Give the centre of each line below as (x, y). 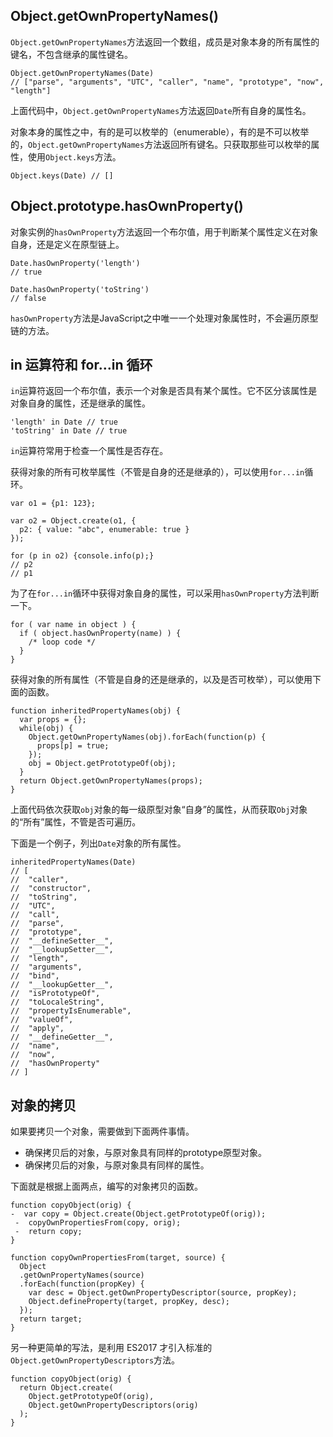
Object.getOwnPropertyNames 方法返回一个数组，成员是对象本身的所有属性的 (165, 41)
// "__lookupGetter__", (62, 985)
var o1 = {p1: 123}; (53, 504)
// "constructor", (51, 889)
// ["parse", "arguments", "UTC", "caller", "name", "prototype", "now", (167, 82)
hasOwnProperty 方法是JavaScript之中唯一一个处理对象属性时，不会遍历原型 (164, 318)
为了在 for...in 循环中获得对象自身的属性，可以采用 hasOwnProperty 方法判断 (165, 593)
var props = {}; (53, 720)
